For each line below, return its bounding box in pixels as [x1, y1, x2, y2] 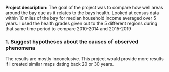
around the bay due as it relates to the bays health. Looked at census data [5, 10, 159, 16]
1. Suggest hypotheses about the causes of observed [5, 38, 139, 45]
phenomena [5, 44, 35, 51]
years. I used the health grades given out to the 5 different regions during [5, 20, 158, 26]
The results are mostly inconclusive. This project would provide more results [5, 56, 164, 62]
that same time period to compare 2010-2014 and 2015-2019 [5, 26, 131, 32]
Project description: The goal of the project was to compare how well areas [5, 5, 163, 10]
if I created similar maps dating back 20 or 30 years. [5, 61, 114, 67]
